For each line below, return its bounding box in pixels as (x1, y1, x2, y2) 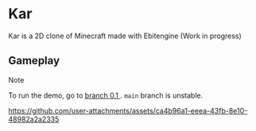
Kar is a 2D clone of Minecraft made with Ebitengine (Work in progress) (8, 31, 242, 40)
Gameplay (8, 54, 60, 67)
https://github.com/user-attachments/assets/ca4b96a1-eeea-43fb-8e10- (8, 106, 248, 115)
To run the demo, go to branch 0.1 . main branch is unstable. (8, 91, 204, 100)
